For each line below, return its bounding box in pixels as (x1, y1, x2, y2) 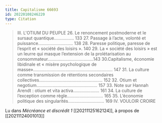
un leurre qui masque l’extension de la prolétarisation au (17, 51, 131, 57)
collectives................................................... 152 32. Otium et (17, 77, 137, 83)
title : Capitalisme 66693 (5, 7, 58, 12)
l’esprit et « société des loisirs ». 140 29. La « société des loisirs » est (17, 45, 158, 52)
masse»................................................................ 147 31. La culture (17, 67, 149, 73)
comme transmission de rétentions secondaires (17, 72, 114, 78)
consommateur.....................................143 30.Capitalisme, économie (17, 56, 154, 62)
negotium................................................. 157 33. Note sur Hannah (17, 82, 149, 88)
